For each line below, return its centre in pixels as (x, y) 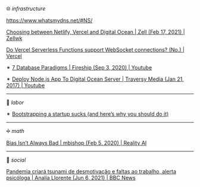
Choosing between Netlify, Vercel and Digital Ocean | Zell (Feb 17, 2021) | (96, 32)
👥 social (16, 160)
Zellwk (14, 38)
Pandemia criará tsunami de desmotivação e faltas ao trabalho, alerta (91, 171)
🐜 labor (15, 102)
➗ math (15, 131)
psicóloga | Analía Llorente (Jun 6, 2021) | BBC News (71, 178)
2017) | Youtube (26, 85)
